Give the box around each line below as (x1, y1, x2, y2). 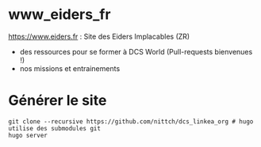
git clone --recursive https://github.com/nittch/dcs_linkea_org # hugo (8, 117, 254, 126)
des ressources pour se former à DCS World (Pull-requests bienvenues (19, 47, 253, 56)
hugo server (8, 131, 48, 139)
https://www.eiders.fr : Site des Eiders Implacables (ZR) (8, 32, 190, 41)
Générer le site (8, 92, 107, 110)
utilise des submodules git (8, 124, 102, 132)
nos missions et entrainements (19, 63, 121, 73)
